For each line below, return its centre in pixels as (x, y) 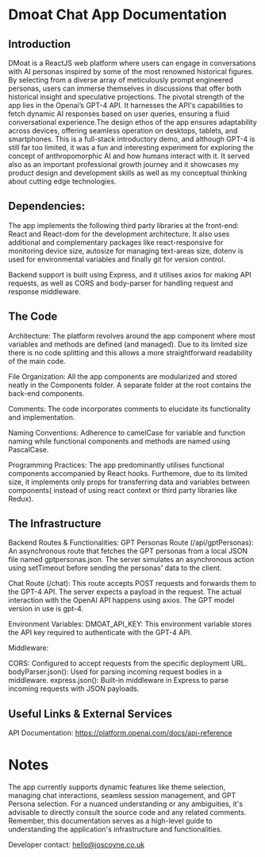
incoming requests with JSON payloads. (74, 688)
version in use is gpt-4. (46, 609)
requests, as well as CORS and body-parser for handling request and (121, 283)
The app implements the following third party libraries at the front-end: (124, 225)
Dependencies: (47, 206)
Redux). (21, 498)
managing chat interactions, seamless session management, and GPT (122, 796)
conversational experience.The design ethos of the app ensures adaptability (133, 122)
